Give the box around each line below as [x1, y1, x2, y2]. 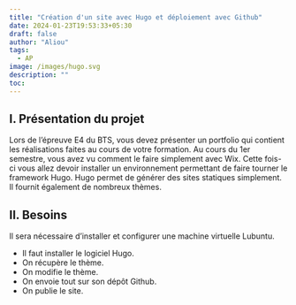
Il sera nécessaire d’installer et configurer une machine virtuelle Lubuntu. [9, 231, 276, 241]
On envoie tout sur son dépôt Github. [21, 276, 157, 287]
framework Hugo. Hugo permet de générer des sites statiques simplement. [9, 172, 283, 183]
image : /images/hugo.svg [9, 63, 101, 72]
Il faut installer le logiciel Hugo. [21, 248, 135, 259]
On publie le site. [21, 286, 84, 296]
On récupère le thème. [21, 257, 104, 268]
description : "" [9, 71, 69, 80]
